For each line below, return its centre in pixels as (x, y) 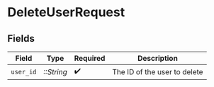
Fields (21, 39)
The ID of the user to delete (158, 71)
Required (90, 58)
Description (158, 58)
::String (55, 71)
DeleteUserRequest (66, 12)
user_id (24, 72)
